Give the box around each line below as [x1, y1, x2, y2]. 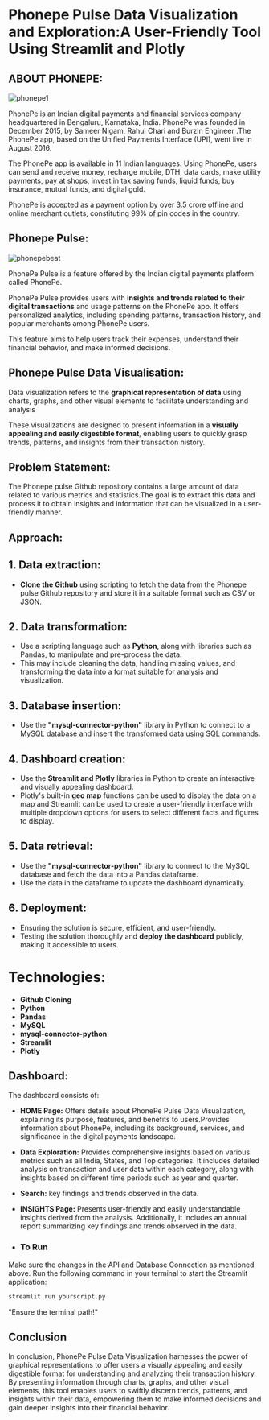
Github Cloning [19, 994, 72, 1004]
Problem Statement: [8, 460, 111, 474]
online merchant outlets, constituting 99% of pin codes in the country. [8, 208, 240, 218]
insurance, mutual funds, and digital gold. [8, 184, 146, 194]
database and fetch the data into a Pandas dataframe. [19, 869, 198, 879]
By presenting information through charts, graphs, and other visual [8, 1377, 229, 1387]
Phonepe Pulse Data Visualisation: [8, 366, 185, 380]
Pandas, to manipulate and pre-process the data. [19, 650, 182, 659]
